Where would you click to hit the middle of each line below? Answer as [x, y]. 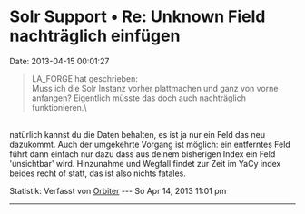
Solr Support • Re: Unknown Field [138, 17]
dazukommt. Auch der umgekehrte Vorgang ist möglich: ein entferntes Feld [150, 144]
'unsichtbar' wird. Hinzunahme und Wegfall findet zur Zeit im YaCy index [145, 163]
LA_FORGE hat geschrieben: [85, 78]
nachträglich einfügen [95, 36]
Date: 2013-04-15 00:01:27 [59, 61]
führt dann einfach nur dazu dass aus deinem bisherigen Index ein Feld [143, 154]
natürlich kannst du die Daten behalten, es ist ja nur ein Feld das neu [138, 134]
